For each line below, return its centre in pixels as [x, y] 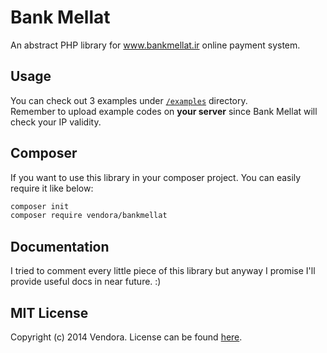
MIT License [49, 312]
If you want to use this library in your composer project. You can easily [156, 177]
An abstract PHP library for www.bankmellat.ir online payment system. [155, 45]
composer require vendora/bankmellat [89, 216]
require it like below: [52, 188]
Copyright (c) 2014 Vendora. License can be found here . [126, 337]
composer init [40, 206]
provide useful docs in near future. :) [86, 282]
